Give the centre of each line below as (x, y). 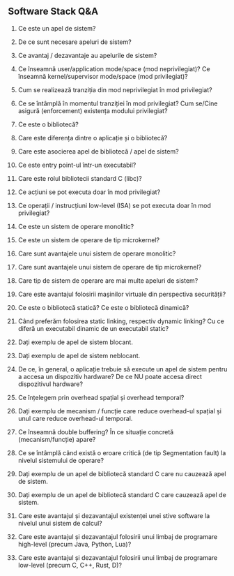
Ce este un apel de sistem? (57, 28)
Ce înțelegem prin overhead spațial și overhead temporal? (101, 397)
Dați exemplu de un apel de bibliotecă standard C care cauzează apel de (122, 494)
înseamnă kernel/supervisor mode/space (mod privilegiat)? (103, 76)
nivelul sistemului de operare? (61, 460)
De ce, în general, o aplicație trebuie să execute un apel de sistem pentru (123, 369)
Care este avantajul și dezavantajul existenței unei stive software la (114, 515)
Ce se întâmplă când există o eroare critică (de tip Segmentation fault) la (122, 452)
